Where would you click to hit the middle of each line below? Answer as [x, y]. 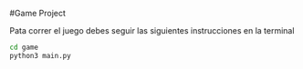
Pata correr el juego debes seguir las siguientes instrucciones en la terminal [152, 30]
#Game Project [38, 13]
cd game [24, 47]
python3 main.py [40, 55]
